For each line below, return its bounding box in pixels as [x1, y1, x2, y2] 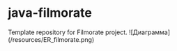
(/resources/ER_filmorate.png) [8, 35, 95, 43]
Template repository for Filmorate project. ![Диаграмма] [8, 28, 170, 36]
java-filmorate [8, 5, 93, 21]
